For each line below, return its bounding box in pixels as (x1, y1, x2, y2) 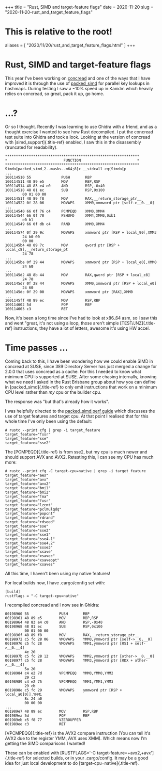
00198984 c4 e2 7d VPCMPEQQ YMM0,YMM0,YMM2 (5, 671, 114, 675)
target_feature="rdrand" (5, 515, 55, 520)
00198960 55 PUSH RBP (5, 611, 90, 616)
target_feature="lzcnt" (5, 502, 53, 507)
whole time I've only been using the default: (5, 418, 92, 424)
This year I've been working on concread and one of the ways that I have (5, 75, 151, 81)
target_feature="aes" (5, 473, 49, 478)
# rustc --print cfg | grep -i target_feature (5, 428, 101, 433)
